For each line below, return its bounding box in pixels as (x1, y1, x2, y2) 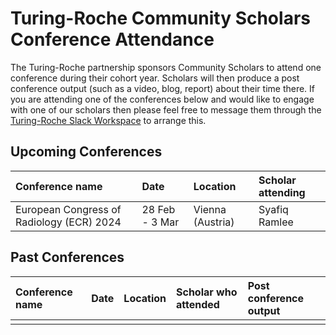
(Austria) (193, 215, 235, 229)
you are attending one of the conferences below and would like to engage (10, 93, 315, 105)
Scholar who (176, 285, 238, 299)
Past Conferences (10, 249, 125, 266)
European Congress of (15, 202, 122, 216)
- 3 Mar (141, 215, 180, 229)
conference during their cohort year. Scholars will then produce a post (10, 72, 300, 84)
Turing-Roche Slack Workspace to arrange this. (10, 114, 207, 126)
